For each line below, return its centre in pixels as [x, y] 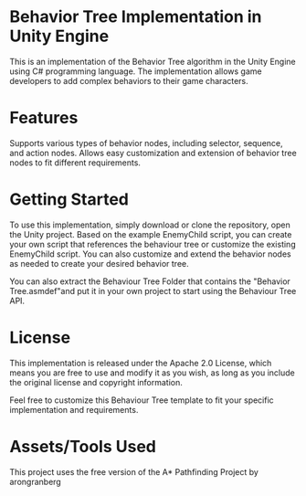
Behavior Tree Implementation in [136, 17]
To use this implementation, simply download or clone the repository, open [150, 225]
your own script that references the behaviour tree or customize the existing [153, 244]
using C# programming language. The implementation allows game [136, 71]
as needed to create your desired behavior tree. [99, 263]
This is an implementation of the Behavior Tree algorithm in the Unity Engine [153, 61]
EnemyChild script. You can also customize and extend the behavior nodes [150, 254]
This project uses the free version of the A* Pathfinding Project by [134, 471]
